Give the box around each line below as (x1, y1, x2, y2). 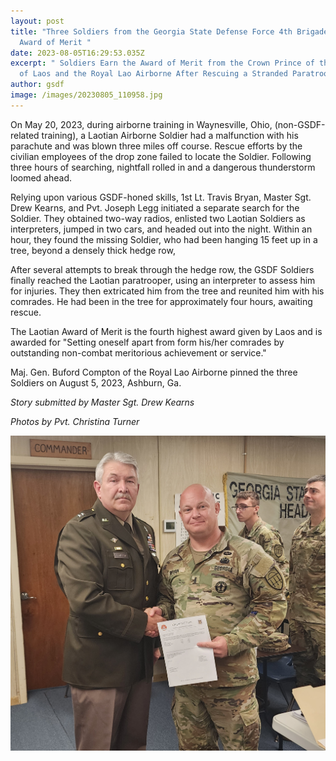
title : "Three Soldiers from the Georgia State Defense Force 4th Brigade (10, 26, 329, 37)
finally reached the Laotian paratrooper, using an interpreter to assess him (10, 274, 316, 286)
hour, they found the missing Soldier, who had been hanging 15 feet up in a (10, 233, 318, 245)
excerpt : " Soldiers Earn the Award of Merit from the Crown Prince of (10, 58, 315, 69)
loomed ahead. (10, 171, 73, 184)
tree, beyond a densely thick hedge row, (10, 244, 176, 256)
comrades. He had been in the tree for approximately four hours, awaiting (10, 295, 313, 307)
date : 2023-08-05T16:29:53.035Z (10, 48, 145, 58)
